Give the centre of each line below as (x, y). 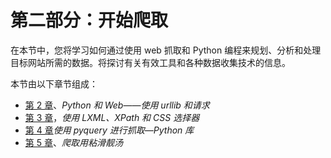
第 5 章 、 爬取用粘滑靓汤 (73, 142)
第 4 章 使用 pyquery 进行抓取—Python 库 (109, 130)
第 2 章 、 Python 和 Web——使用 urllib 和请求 (117, 105)
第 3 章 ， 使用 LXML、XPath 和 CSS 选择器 (112, 117)
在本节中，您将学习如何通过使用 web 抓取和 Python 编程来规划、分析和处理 (166, 50)
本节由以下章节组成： (54, 83)
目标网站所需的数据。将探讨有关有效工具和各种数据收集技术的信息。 (150, 62)
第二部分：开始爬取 (89, 20)
